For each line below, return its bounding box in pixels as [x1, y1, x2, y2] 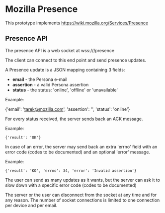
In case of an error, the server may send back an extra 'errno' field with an [5, 143, 158, 149]
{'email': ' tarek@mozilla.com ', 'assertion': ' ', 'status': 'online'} [5, 106, 130, 112]
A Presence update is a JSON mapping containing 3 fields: [5, 67, 125, 72]
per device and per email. [5, 202, 58, 208]
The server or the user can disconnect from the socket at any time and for [5, 192, 157, 198]
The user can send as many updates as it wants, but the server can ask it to [5, 177, 161, 183]
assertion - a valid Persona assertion [12, 81, 89, 87]
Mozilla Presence [5, 3, 78, 15]
